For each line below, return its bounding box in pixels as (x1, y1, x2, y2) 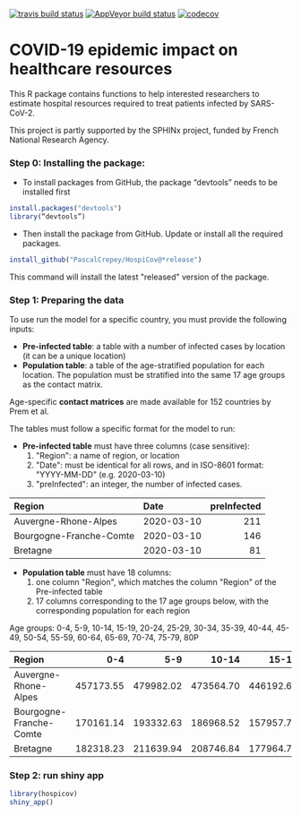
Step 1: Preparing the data (9, 294, 125, 306)
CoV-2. (9, 107, 36, 118)
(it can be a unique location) (21, 350, 126, 362)
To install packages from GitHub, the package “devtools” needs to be (21, 177, 279, 188)
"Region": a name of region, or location (35, 451, 180, 461)
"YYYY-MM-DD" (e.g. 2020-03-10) (35, 469, 166, 480)
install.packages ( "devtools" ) (9, 204, 123, 213)
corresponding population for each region (35, 606, 191, 616)
